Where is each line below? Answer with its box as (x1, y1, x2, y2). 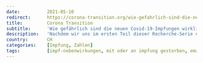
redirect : (6, 14, 31, 20)
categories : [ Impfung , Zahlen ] (6, 43, 94, 49)
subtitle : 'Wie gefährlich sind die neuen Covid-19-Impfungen (6, 25, 180, 32)
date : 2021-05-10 (6, 8, 74, 15)
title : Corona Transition (6, 20, 94, 26)
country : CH (6, 37, 53, 43)
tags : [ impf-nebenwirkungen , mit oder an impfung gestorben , (6, 48, 188, 54)
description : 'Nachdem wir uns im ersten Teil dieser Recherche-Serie (6, 31, 193, 37)
